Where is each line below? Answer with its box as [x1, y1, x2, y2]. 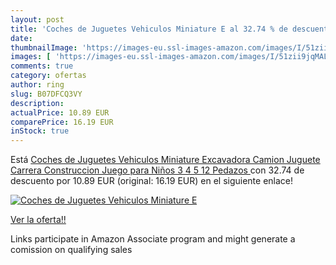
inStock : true [10, 126, 70, 136]
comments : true [10, 61, 74, 71]
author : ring [10, 80, 65, 90]
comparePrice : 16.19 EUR [10, 117, 114, 127]
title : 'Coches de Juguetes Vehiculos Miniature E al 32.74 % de [10, 24, 288, 34]
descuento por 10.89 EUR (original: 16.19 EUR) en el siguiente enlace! [10, 175, 294, 187]
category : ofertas [10, 71, 87, 81]
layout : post [10, 14, 65, 25]
